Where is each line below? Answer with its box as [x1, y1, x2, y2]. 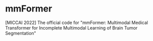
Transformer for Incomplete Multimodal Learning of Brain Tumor [5, 24, 138, 30]
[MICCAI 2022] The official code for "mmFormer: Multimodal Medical [5, 19, 148, 25]
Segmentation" [5, 30, 37, 36]
